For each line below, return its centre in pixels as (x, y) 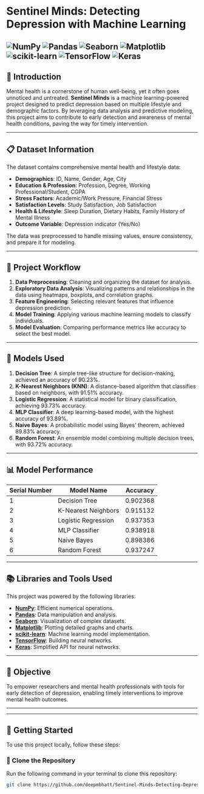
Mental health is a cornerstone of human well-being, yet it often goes (93, 91)
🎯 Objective (29, 672)
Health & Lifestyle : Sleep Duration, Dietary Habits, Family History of (100, 211)
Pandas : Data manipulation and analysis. (66, 615)
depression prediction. (43, 308)
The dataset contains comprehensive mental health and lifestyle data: (93, 167)
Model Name (88, 490)
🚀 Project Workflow (43, 267)
